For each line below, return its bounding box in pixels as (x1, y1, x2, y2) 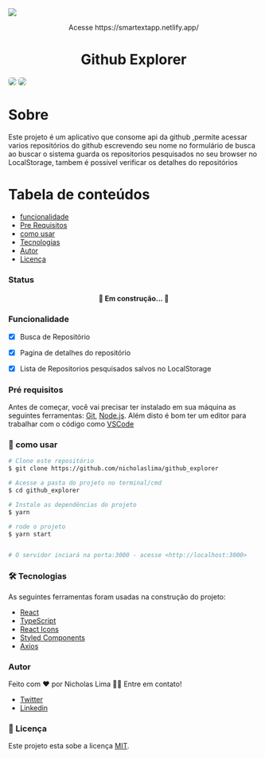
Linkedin (19, 703, 49, 713)
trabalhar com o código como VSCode (8, 419, 134, 429)
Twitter (19, 694, 44, 704)
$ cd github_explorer (8, 486, 80, 495)
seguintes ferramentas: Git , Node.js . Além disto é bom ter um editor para (8, 410, 247, 421)
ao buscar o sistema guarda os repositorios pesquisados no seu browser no (8, 149, 257, 159)
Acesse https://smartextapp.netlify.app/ (68, 23, 199, 32)
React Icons (19, 624, 60, 634)
